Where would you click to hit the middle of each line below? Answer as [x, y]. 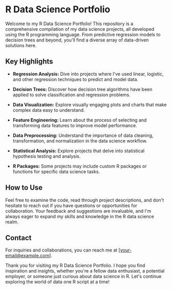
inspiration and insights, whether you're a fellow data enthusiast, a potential [85, 271]
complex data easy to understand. [49, 110]
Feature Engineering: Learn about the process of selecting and [80, 120]
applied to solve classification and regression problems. [71, 95]
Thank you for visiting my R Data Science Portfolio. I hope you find [75, 265]
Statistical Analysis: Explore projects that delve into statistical [79, 151]
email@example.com [27, 256]
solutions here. [21, 45]
